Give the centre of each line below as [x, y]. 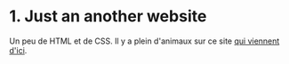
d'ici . [18, 50]
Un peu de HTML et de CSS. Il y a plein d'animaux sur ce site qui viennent [144, 41]
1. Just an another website [108, 16]
